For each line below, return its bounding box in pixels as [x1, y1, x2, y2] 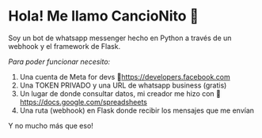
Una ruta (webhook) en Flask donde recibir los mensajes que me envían [19, 106, 255, 115]
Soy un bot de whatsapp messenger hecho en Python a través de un [8, 33, 232, 43]
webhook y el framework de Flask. [8, 41, 121, 50]
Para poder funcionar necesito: [8, 57, 111, 66]
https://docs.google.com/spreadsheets [19, 97, 148, 106]
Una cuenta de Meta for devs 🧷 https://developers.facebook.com [19, 72, 231, 81]
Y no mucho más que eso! [8, 121, 93, 130]
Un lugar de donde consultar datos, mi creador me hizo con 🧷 [19, 88, 222, 98]
